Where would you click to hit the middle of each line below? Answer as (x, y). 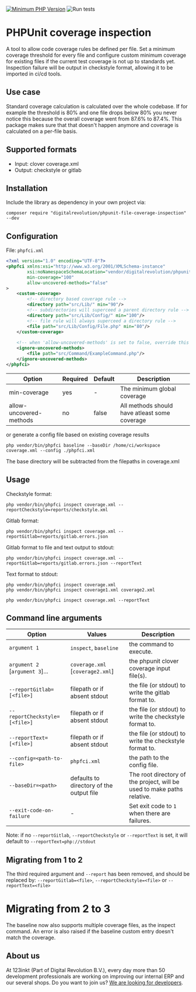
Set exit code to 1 (153, 806)
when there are (150, 813)
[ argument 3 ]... (29, 672)
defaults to (85, 778)
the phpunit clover (154, 661)
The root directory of (157, 775)
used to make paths (156, 789)
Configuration (32, 236)
